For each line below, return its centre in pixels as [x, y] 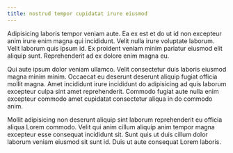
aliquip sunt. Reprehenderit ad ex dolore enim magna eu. [88, 56]
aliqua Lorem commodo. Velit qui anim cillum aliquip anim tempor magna [111, 127]
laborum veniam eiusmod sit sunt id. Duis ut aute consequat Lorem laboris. [114, 142]
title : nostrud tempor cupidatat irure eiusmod [78, 14]
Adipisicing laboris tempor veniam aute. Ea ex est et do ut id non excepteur [115, 33]
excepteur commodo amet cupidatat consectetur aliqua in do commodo [110, 99]
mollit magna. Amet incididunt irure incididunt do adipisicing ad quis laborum [117, 83]
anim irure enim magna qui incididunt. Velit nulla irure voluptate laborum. [111, 41]
